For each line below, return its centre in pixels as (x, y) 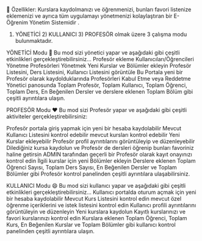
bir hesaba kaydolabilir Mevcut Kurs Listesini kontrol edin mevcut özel (94, 198)
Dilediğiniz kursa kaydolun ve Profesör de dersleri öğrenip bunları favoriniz (100, 148)
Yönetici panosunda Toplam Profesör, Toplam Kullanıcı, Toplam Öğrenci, (97, 85)
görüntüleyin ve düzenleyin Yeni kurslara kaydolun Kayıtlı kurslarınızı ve (96, 212)
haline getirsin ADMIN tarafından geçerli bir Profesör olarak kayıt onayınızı (99, 154)
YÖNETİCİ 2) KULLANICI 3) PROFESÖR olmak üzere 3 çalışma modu (101, 34)
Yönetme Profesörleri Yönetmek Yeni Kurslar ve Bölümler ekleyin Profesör (99, 65)
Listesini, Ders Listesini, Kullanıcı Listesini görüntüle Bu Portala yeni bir (95, 72)
